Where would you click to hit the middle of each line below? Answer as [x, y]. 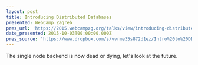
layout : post [22, 12]
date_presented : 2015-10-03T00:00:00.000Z [59, 34]
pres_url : [18, 28]
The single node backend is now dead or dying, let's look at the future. [92, 56]
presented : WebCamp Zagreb [39, 22]
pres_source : [22, 39]
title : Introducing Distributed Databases [59, 17]
